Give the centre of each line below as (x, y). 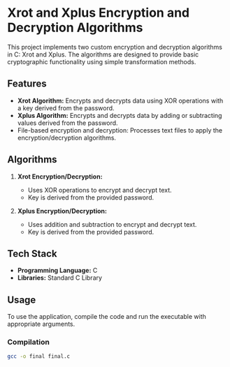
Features (27, 84)
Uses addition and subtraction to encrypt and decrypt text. (112, 224)
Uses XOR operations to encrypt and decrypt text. (100, 190)
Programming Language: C (57, 271)
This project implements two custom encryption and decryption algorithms (115, 47)
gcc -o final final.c (39, 357)
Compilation (29, 342)
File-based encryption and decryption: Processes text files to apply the (120, 130)
